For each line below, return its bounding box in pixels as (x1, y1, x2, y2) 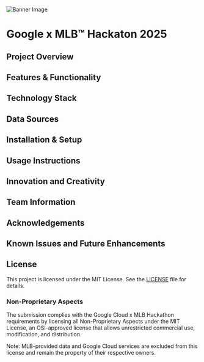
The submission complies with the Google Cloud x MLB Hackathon (6, 311, 174, 319)
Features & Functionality (6, 72, 101, 83)
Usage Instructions (6, 155, 81, 166)
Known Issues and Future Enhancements (6, 238, 166, 249)
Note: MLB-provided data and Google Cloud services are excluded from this (6, 342, 198, 350)
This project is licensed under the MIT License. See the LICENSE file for (6, 275, 187, 283)
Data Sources (6, 114, 59, 124)
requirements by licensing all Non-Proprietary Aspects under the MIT (6, 318, 180, 325)
